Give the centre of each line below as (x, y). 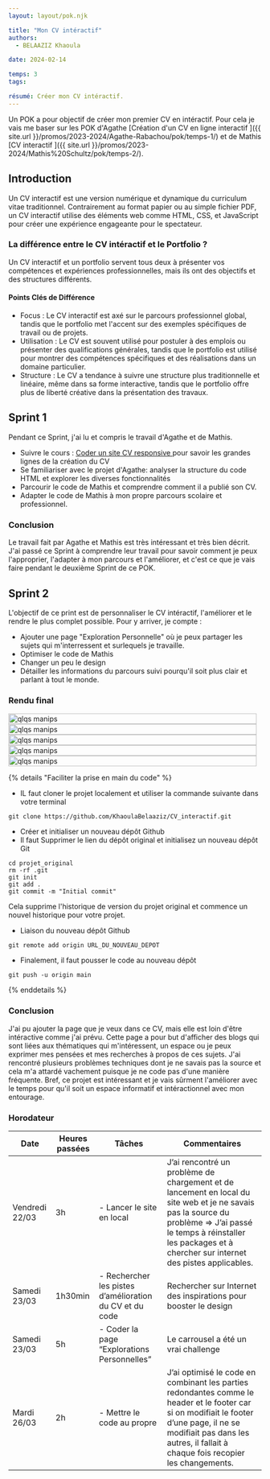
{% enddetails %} (37, 990)
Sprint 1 (28, 418)
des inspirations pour (207, 1296)
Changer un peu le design (63, 662)
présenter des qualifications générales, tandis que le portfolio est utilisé (138, 350)
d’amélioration (126, 1296)
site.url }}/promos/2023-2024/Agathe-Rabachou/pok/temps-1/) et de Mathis (135, 136)
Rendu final (31, 700)
